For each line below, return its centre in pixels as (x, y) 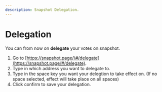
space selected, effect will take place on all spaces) (65, 79)
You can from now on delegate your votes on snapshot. (62, 48)
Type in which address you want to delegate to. (61, 68)
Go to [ (19, 58)
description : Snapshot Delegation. (42, 10)
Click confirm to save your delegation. (51, 84)
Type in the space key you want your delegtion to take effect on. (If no (85, 74)
